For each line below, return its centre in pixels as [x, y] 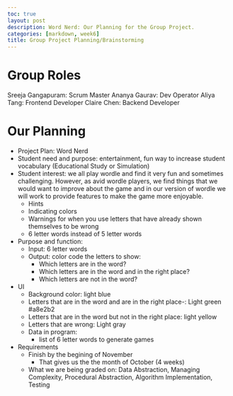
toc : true [22, 14]
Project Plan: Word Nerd [53, 151]
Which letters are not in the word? [88, 279]
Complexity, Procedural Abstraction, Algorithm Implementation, [120, 377]
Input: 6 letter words [58, 249]
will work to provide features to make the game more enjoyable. [110, 196]
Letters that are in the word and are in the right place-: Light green [125, 302]
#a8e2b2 [41, 309]
